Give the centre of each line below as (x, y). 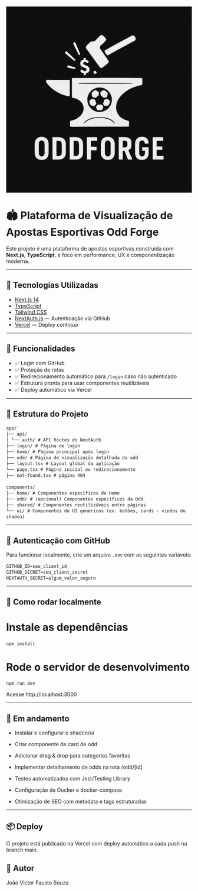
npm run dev (21, 684)
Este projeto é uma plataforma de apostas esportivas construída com (90, 248)
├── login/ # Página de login (43, 446)
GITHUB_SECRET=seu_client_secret (47, 573)
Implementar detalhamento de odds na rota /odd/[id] (78, 767)
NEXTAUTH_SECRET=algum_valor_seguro (51, 578)
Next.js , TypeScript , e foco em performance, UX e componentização (90, 255)
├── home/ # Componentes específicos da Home (63, 493)
